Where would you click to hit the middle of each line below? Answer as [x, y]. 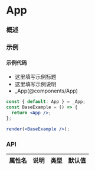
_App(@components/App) [46, 91]
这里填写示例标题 [35, 77]
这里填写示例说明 [35, 84]
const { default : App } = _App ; [46, 102]
